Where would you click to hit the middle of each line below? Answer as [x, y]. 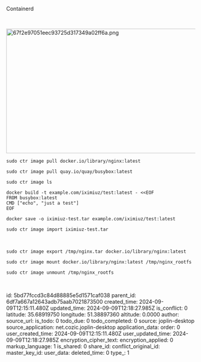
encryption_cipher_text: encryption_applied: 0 [117, 340]
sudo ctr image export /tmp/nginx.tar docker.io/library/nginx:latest [96, 252]
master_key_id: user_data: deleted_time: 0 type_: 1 [68, 353]
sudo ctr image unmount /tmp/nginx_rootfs [60, 273]
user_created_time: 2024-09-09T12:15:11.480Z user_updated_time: [89, 333]
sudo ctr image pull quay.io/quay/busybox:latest [70, 172]
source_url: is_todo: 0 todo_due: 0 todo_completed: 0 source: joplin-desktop [100, 321]
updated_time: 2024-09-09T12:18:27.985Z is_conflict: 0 [119, 308]
